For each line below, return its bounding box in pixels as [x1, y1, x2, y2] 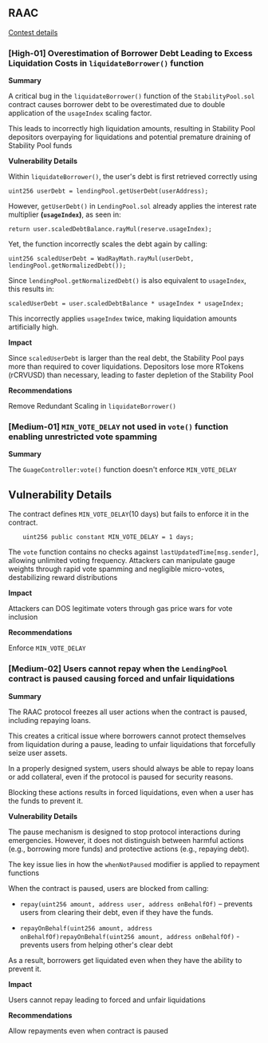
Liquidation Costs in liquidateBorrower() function [8, 58, 204, 69]
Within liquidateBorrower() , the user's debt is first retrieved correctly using [8, 172, 258, 182]
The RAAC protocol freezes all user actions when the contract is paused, [8, 707, 247, 717]
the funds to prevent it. [8, 796, 84, 805]
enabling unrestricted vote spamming [8, 431, 158, 442]
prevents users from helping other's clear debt [19, 940, 173, 949]
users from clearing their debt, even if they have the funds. [19, 907, 214, 917]
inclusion [8, 612, 38, 622]
